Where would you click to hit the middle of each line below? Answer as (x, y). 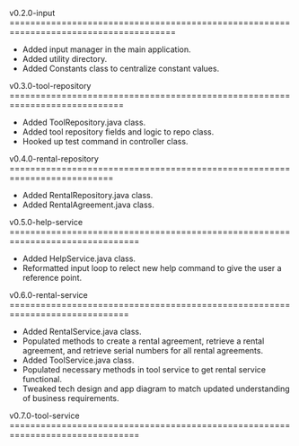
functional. (42, 379)
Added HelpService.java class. (79, 258)
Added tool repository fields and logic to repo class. (118, 132)
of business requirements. (70, 398)
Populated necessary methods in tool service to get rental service (144, 370)
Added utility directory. (65, 59)
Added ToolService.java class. (78, 360)
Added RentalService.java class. (82, 332)
